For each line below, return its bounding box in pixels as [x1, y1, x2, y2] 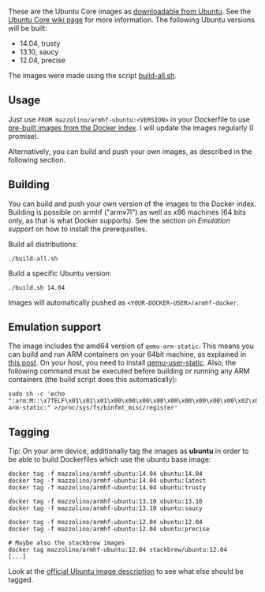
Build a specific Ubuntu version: [8, 268, 112, 278]
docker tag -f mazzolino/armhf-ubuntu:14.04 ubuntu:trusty [8, 484, 207, 492]
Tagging [8, 425, 50, 439]
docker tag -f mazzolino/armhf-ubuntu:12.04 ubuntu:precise [8, 525, 211, 534]
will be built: [8, 24, 47, 32]
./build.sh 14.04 [8, 283, 65, 291]
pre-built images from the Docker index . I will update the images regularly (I [8, 122, 254, 133]
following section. [8, 155, 65, 164]
